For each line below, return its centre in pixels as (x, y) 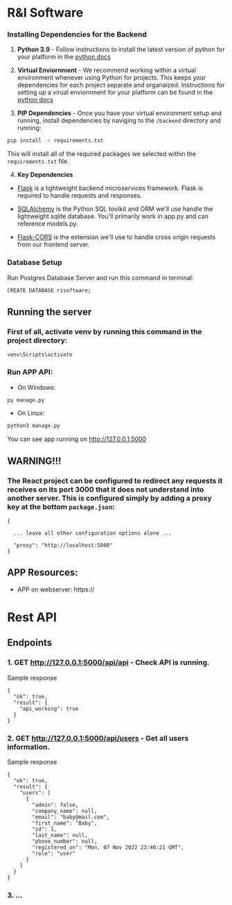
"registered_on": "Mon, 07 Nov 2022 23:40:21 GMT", (108, 847)
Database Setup (35, 263)
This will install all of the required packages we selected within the (102, 154)
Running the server (50, 312)
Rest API (32, 617)
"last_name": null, (60, 835)
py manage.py (26, 400)
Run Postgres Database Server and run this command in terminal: (100, 277)
